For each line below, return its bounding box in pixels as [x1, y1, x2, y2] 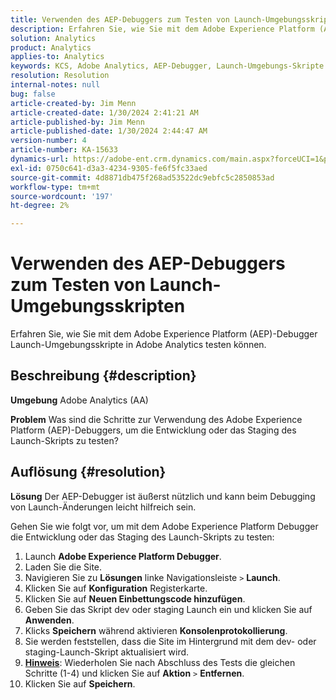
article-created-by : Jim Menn [10, 98, 137, 108]
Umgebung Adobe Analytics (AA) [10, 394, 149, 406]
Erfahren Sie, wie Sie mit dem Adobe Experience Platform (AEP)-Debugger [10, 328, 318, 340]
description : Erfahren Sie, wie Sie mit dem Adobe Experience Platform [10, 24, 315, 34]
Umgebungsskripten [10, 295, 186, 318]
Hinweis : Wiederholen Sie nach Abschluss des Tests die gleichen [24, 656, 296, 668]
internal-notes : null [10, 80, 101, 90]
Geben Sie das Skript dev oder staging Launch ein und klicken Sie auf [24, 603, 313, 615]
